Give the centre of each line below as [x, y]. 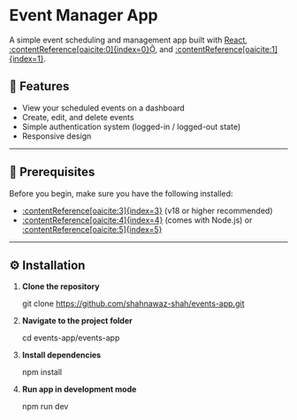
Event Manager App [84, 15]
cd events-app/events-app [71, 338]
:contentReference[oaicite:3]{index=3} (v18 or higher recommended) [147, 210]
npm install [42, 372]
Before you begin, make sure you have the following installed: [121, 193]
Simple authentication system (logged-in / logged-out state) [131, 126]
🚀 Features [39, 86]
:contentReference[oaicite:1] [227, 49]
